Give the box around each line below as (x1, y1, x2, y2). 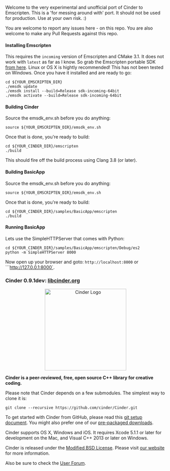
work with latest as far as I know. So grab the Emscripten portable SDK (5, 59, 156, 65)
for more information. (5, 450, 50, 456)
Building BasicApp (5, 169, 45, 175)
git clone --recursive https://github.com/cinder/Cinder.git (5, 405, 138, 410)
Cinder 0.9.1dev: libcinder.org (5, 277, 80, 284)
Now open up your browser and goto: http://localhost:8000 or (5, 259, 139, 265)
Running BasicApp (5, 224, 45, 230)
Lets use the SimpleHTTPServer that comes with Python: (5, 235, 125, 241)
